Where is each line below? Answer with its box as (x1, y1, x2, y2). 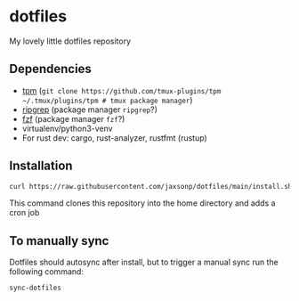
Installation (9, 159, 73, 174)
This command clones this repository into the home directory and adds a (9, 198, 276, 208)
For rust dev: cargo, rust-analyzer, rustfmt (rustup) (21, 132, 207, 143)
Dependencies (9, 61, 92, 77)
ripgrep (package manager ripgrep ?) (21, 104, 158, 115)
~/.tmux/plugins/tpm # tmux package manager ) (21, 94, 193, 105)
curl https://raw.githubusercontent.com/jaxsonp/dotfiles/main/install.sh (9, 182, 293, 191)
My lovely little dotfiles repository (9, 36, 132, 46)
